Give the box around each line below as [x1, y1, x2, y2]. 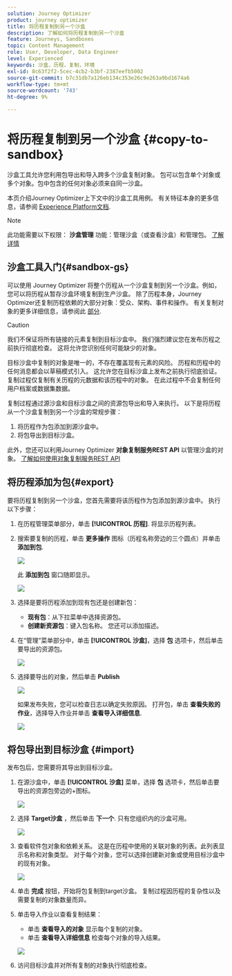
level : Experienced [7, 55, 64, 62]
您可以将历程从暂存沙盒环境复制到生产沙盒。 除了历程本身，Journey [7, 290, 202, 298]
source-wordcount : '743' [7, 87, 79, 94]
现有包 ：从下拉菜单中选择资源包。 [27, 612, 125, 621]
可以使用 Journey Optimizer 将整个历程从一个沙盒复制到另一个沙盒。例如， [7, 281, 221, 289]
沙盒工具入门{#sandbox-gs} [7, 261, 129, 273]
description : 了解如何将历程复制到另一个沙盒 [7, 29, 125, 37]
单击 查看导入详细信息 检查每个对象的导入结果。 [27, 934, 164, 942]
